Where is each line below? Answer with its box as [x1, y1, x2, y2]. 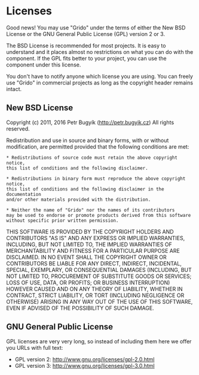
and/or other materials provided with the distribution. [6, 196, 151, 202]
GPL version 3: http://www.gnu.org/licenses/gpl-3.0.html [14, 362, 155, 369]
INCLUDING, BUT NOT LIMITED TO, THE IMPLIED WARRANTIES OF [6, 241, 172, 248]
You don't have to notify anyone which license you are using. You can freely [6, 72, 193, 80]
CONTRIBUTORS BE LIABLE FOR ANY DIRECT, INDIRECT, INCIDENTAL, [6, 259, 182, 267]
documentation [6, 191, 42, 197]
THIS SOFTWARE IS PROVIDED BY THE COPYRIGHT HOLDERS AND [6, 228, 174, 235]
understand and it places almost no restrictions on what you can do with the [6, 48, 194, 55]
